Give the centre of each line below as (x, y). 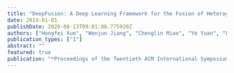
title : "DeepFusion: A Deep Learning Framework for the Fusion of (106, 14)
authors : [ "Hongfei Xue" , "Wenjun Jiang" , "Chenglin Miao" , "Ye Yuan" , (113, 33)
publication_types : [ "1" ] (45, 40)
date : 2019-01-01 (32, 20)
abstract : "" (26, 46)
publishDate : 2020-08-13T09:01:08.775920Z (70, 26)
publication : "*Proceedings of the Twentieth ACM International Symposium (118, 59)
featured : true (29, 53)
